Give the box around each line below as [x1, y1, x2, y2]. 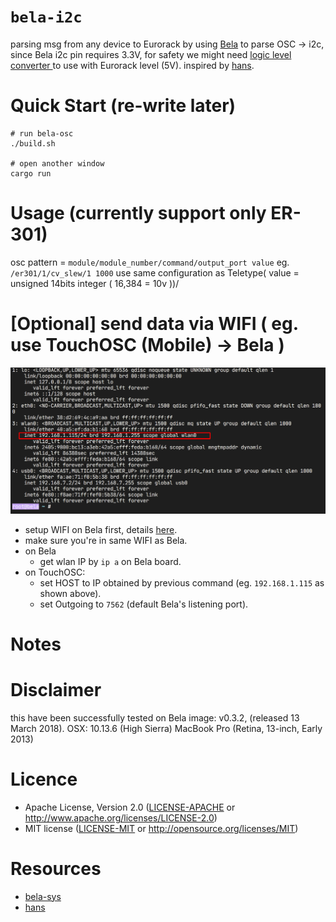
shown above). [39, 587, 102, 599]
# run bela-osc [10, 128, 74, 139]
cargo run [10, 168, 52, 179]
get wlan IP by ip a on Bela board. [39, 555, 182, 567]
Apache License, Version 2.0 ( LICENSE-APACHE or [24, 801, 236, 813]
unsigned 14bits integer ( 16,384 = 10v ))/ [10, 277, 180, 289]
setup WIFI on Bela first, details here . [24, 523, 178, 535]
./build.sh [10, 138, 56, 149]
